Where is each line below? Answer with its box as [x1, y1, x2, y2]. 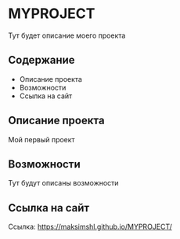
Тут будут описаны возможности [8, 178, 119, 188]
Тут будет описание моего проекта [8, 31, 126, 40]
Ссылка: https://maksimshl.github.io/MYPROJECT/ [8, 222, 172, 232]
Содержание [8, 53, 76, 67]
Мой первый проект [8, 134, 76, 144]
